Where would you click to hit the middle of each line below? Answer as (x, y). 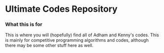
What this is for (24, 25)
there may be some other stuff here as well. (49, 46)
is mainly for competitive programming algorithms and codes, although (77, 40)
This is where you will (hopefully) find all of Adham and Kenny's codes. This (82, 35)
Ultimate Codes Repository (61, 9)
